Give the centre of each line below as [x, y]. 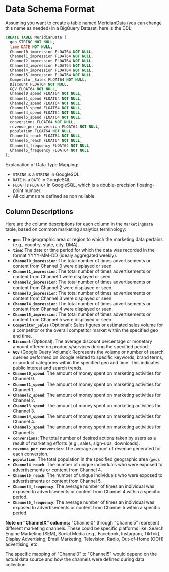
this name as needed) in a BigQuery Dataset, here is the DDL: [69, 28]
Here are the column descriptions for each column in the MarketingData [79, 224]
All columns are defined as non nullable [53, 196]
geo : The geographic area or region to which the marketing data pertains [88, 239]
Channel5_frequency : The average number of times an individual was [83, 502]
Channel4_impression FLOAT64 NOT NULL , [52, 70]
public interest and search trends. [47, 368]
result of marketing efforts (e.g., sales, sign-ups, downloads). [76, 443]
